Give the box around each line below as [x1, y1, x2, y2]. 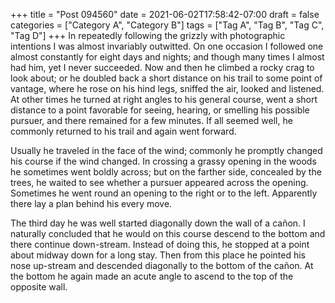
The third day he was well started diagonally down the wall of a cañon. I [10, 217, 306, 229]
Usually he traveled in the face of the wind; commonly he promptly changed [10, 145, 323, 156]
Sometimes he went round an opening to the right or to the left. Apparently [10, 187, 318, 199]
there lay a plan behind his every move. [10, 198, 173, 209]
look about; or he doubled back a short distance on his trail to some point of [10, 72, 323, 84]
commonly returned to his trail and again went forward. [10, 125, 237, 137]
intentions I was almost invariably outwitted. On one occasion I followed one [10, 40, 324, 52]
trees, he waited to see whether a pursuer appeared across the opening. [10, 177, 309, 188]
